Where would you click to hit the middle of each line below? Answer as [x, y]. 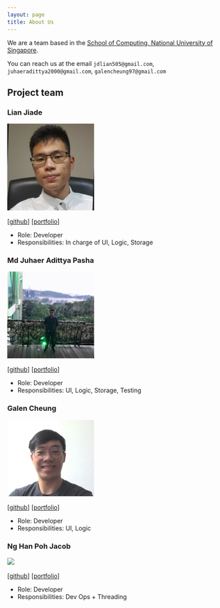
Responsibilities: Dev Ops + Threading [72, 596]
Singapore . [23, 50]
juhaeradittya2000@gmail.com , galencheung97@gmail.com [87, 71]
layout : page [26, 15]
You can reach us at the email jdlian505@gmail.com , [81, 63]
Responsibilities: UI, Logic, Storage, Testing [79, 390]
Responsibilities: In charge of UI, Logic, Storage [85, 242]
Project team [35, 93]
